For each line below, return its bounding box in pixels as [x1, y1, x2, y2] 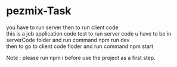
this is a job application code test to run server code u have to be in [6, 30, 172, 37]
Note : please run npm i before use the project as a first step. [6, 54, 156, 61]
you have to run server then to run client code [6, 24, 119, 31]
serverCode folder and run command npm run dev [6, 36, 130, 43]
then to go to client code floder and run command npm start [6, 43, 154, 50]
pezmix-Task [6, 4, 72, 18]
